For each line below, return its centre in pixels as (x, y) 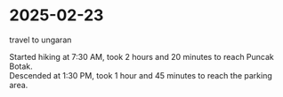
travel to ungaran (40, 40)
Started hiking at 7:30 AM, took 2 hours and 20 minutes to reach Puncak (141, 56)
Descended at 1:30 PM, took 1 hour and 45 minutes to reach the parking (141, 75)
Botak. (21, 66)
